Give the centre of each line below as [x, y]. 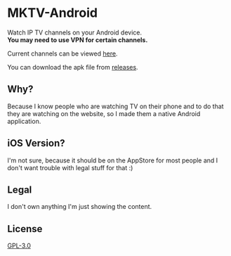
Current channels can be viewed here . [62, 53]
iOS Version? [36, 143]
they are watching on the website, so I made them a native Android [104, 113]
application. [24, 121]
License [25, 229]
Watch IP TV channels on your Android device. [75, 32]
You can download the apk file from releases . [73, 67]
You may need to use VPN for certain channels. [78, 39]
